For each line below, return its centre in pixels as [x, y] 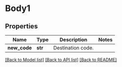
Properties [21, 26]
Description [73, 40]
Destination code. [73, 48]
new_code [20, 48]
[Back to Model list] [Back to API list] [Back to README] [61, 60]
